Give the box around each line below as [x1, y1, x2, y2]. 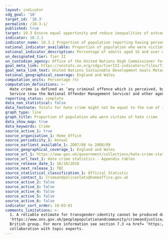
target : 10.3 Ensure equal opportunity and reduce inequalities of [5, 31, 149, 36]
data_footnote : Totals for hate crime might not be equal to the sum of [5, 105, 160, 110]
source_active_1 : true [5, 128, 52, 133]
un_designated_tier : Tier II [5, 54, 66, 59]
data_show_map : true [5, 119, 48, 124]
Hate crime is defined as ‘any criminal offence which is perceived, [9, 86, 157, 92]
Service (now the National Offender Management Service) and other [9, 91, 153, 96]
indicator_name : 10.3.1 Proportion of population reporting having [5, 40, 149, 45]
